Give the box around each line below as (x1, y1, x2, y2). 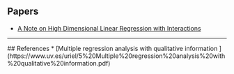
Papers (7, 6, 39, 17)
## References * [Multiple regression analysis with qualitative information (7, 44, 218, 52)
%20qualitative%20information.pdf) (7, 59, 111, 67)
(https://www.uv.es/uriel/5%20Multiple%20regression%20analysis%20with (7, 52, 226, 60)
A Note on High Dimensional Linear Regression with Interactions (17, 24, 201, 32)
